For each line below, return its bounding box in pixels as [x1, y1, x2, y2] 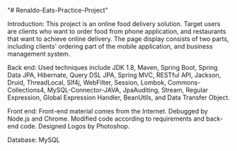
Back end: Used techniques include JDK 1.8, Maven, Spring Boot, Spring [7, 64, 218, 71]
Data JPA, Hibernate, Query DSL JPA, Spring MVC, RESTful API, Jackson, [7, 71, 221, 79]
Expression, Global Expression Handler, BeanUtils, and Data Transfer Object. [7, 93, 230, 102]
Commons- [167, 78, 201, 87]
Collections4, [7, 86, 46, 94]
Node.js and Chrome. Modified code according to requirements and [7, 114, 205, 123]
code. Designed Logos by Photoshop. [20, 122, 130, 130]
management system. [7, 49, 71, 58]
